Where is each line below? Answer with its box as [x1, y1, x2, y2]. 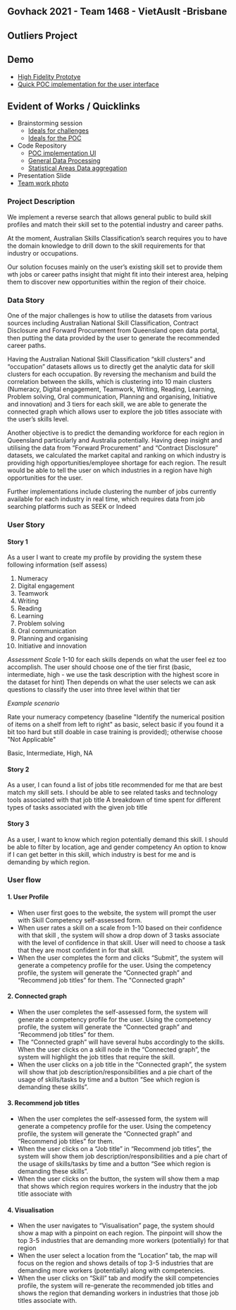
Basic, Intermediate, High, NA [7, 749, 93, 757]
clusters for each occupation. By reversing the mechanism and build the [7, 370, 216, 378]
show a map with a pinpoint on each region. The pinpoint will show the [17, 1229, 223, 1237]
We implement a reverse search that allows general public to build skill [7, 212, 211, 221]
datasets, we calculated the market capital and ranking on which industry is [7, 451, 227, 459]
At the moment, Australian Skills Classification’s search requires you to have [7, 234, 228, 242]
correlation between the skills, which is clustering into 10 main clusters [7, 378, 212, 385]
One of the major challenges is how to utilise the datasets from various [7, 311, 213, 320]
